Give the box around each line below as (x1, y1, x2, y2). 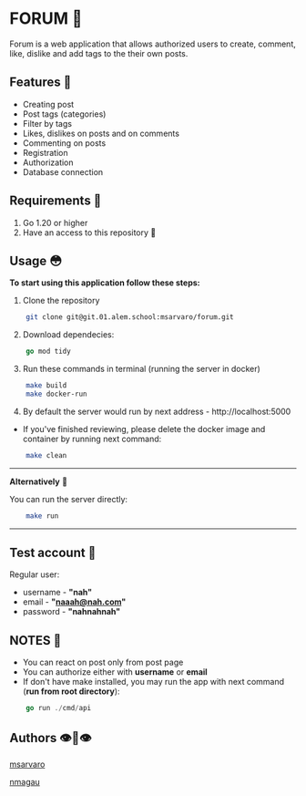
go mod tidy (25, 346, 71, 357)
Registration (22, 147, 68, 158)
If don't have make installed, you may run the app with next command (22, 677, 285, 687)
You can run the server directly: (9, 493, 128, 504)
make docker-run (25, 389, 88, 398)
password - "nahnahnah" (22, 606, 121, 617)
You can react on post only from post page (22, 656, 184, 668)
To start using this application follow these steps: (9, 277, 200, 288)
